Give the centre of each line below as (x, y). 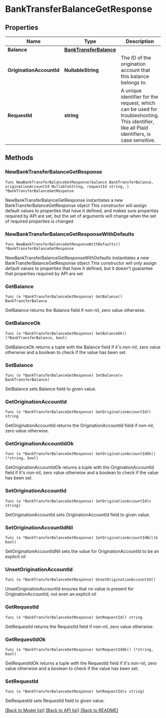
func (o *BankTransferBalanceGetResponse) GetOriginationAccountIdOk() (80, 454)
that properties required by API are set (44, 273)
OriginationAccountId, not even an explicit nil (51, 594)
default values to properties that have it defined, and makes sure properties (82, 210)
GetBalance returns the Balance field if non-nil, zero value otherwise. (75, 310)
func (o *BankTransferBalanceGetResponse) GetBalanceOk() (66, 333)
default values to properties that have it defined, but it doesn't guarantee (79, 268)
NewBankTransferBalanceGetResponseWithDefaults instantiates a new (77, 258)
